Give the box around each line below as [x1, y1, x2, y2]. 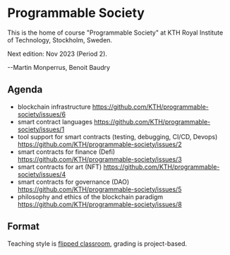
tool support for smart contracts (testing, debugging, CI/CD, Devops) [17, 132, 218, 141]
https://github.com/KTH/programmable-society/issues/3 [17, 155, 182, 163]
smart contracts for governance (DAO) [17, 177, 130, 186]
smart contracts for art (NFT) [17, 162, 102, 171]
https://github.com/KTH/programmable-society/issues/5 [17, 185, 182, 194]
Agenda [7, 83, 43, 96]
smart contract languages [17, 117, 93, 126]
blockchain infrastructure [17, 102, 91, 111]
